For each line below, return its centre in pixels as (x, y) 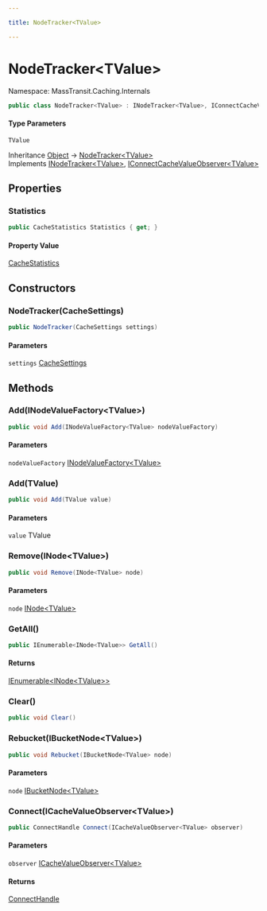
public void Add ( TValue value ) (60, 500)
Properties (35, 189)
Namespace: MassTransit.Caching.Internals (79, 91)
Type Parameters (37, 123)
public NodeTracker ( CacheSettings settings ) (83, 328)
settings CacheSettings (48, 363)
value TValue (30, 535)
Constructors (42, 288)
